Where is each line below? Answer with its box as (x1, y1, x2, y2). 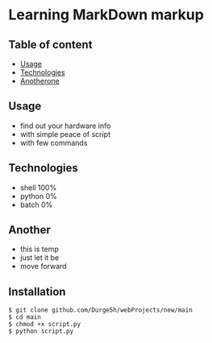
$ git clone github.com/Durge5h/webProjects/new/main (8, 306, 193, 315)
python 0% (19, 191, 58, 200)
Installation (8, 284, 66, 299)
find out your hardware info (19, 121, 111, 130)
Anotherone (19, 76, 60, 85)
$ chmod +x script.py (8, 320, 81, 329)
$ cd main (8, 313, 42, 321)
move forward (19, 262, 67, 271)
